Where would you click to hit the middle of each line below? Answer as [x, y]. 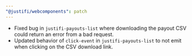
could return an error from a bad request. [64, 34]
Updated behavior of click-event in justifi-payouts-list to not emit [98, 40]
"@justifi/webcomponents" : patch [46, 11]
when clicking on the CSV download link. [63, 47]
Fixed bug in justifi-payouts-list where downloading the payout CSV [100, 28]
